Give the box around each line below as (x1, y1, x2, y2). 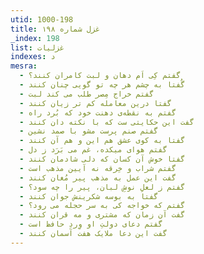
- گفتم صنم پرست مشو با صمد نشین (19, 126, 159, 136)
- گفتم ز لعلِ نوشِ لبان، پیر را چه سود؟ (19, 182, 186, 192)
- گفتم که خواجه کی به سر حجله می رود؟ (19, 201, 186, 211)
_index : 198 (10, 33, 60, 43)
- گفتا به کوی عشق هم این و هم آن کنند (19, 136, 186, 146)
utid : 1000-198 (10, 14, 74, 25)
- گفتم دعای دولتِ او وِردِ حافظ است (19, 219, 163, 230)
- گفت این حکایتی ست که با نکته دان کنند (19, 117, 195, 127)
